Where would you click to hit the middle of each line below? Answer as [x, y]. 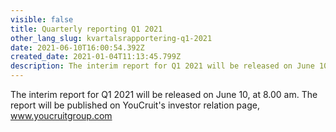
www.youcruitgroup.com [61, 115]
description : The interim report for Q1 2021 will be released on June [162, 66]
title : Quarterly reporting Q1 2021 [86, 29]
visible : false [42, 19]
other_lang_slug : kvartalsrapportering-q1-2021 [111, 38]
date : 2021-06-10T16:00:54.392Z [77, 47]
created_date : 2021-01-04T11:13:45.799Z [96, 57]
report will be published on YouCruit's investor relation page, [135, 105]
